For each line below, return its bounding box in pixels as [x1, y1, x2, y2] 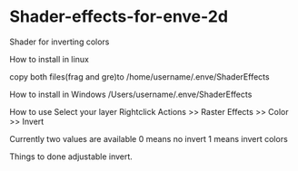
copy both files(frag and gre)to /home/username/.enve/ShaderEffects [9, 71, 270, 82]
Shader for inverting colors [9, 36, 110, 47]
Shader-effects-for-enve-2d [9, 6, 229, 27]
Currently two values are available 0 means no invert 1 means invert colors [9, 133, 288, 144]
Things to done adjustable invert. [9, 151, 134, 162]
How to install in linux [9, 53, 89, 64]
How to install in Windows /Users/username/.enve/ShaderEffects [9, 89, 253, 100]
